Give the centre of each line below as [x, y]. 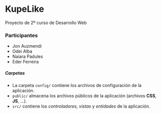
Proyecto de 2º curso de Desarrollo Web [46, 23]
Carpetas [15, 73]
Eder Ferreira [26, 62]
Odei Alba [22, 51]
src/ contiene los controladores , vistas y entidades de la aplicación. [81, 106]
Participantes [22, 35]
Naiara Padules [27, 57]
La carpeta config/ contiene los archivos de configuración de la [77, 85]
